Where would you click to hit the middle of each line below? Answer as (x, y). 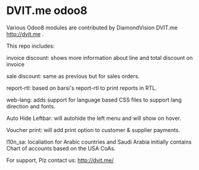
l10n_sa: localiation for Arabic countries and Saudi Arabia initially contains (99, 142)
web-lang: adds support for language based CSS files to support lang (94, 100)
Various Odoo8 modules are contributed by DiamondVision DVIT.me (92, 28)
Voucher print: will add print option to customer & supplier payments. (93, 130)
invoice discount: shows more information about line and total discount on (99, 57)
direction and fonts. (31, 106)
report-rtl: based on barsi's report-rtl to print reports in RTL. (82, 88)
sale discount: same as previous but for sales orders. (73, 76)
